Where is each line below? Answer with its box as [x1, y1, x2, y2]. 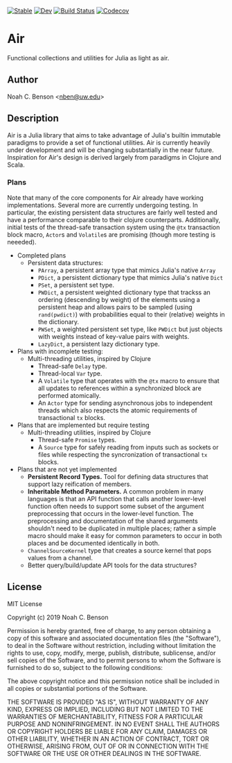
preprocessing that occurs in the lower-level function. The [27, 509, 194, 517]
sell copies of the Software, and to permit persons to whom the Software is [7, 656, 222, 664]
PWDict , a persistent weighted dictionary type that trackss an [37, 288, 211, 296]
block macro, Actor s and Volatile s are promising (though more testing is [7, 230, 216, 239]
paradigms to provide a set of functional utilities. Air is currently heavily [7, 138, 211, 146]
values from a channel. [27, 553, 93, 562]
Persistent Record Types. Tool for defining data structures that [27, 472, 209, 480]
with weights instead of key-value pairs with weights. [37, 332, 190, 340]
